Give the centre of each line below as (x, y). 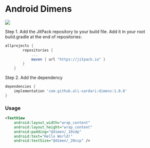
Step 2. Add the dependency (34, 78)
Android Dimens (38, 9)
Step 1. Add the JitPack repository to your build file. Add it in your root (75, 31)
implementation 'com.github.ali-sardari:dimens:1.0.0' (71, 91)
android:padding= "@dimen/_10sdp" (48, 132)
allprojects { (19, 46)
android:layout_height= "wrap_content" (53, 127)
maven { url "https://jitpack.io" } (68, 59)
